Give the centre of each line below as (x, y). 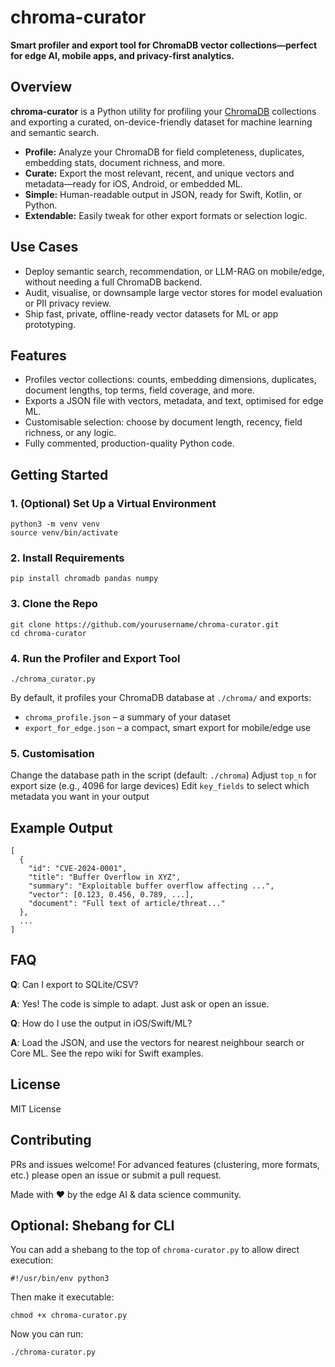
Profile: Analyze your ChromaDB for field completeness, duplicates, (164, 152)
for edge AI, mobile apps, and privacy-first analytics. (122, 55)
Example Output (61, 827)
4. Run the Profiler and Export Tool (95, 658)
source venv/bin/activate (64, 533)
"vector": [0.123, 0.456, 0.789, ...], (111, 895)
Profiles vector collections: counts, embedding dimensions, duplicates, (170, 380)
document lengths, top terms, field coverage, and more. (139, 390)
